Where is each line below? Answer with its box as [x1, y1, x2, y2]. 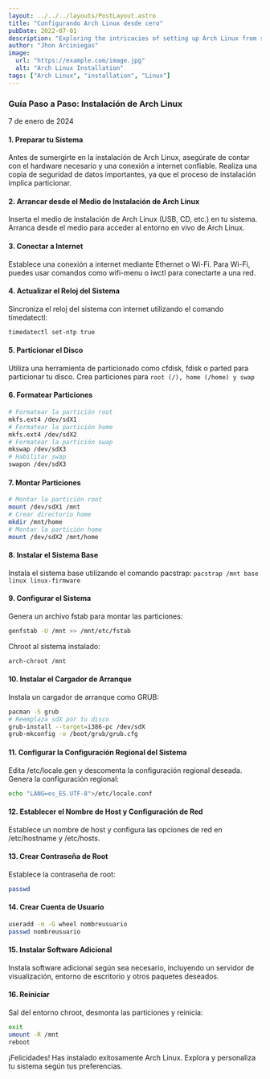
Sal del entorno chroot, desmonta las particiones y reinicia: [8, 1007, 203, 1017]
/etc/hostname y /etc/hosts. [8, 833, 100, 843]
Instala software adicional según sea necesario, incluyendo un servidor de [8, 963, 255, 972]
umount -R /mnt [8, 1030, 59, 1039]
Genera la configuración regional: [8, 774, 119, 783]
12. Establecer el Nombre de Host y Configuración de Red [8, 807, 203, 816]
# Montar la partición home [8, 525, 103, 533]
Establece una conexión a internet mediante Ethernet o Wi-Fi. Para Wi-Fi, [8, 259, 251, 269]
